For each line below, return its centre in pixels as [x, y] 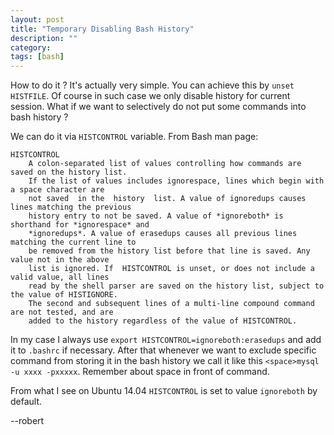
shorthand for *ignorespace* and [80, 225]
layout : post [37, 19]
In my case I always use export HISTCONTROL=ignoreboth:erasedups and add [166, 340]
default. [26, 402]
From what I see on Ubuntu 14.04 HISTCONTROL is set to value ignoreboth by [164, 391]
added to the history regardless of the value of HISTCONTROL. [163, 321]
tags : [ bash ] [37, 57]
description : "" [44, 38]
